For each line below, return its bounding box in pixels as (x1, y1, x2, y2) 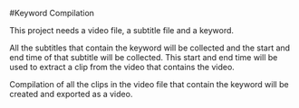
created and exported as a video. (9, 89, 133, 99)
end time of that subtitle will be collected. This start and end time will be (9, 52, 278, 62)
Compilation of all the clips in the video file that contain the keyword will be (9, 79, 289, 89)
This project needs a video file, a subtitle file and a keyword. (9, 25, 234, 35)
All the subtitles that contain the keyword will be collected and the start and (9, 42, 291, 53)
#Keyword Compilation (9, 8, 95, 18)
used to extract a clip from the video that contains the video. (9, 62, 236, 72)
